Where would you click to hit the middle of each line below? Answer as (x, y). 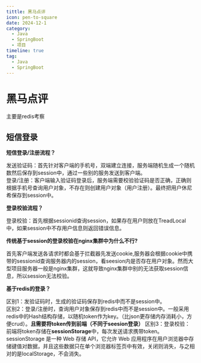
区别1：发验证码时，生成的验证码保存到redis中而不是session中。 (86, 301)
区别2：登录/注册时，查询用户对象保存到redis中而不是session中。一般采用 (98, 309)
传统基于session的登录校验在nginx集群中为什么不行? (72, 241)
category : (19, 28)
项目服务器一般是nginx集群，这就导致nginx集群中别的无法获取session (97, 269)
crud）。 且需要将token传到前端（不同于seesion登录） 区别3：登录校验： (100, 324)
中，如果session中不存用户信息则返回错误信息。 (66, 228)
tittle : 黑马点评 (26, 12)
